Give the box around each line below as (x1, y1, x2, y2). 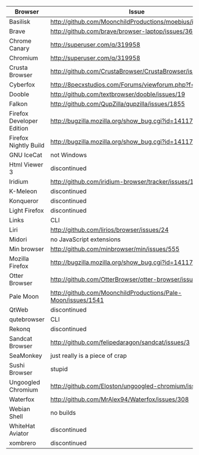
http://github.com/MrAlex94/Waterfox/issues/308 (50, 395, 190, 403)
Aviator (9, 430, 29, 437)
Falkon (9, 100, 28, 108)
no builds (50, 409, 76, 416)
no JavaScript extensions (50, 235, 121, 243)
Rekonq (9, 325, 31, 333)
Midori (9, 235, 27, 243)
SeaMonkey (9, 352, 43, 360)
